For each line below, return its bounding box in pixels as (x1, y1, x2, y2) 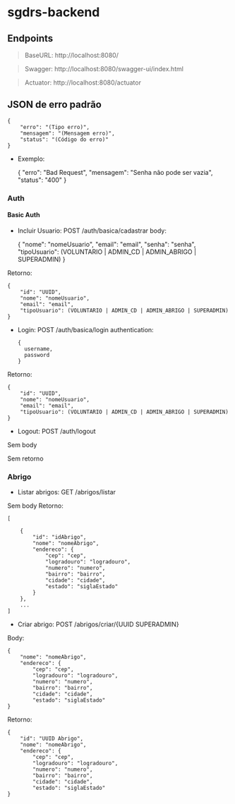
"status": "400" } (17, 176, 67, 184)
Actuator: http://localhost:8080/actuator (24, 78, 141, 87)
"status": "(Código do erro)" (20, 135, 109, 143)
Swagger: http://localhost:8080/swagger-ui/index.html (24, 65, 183, 73)
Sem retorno (7, 454, 44, 463)
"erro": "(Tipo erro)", (20, 123, 90, 130)
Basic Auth (7, 211, 40, 219)
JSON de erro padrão (7, 99, 102, 111)
